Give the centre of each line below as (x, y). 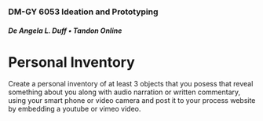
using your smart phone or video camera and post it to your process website (132, 101)
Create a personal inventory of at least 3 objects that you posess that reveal (131, 84)
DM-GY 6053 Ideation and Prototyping (83, 12)
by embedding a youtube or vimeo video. (75, 109)
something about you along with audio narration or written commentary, (124, 92)
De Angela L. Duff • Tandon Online (65, 31)
